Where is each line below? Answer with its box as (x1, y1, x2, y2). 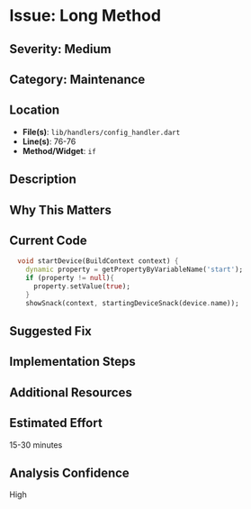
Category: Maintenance (9, 71, 146, 86)
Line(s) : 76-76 (22, 136, 76, 147)
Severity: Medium (9, 41, 112, 57)
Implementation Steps (9, 354, 137, 369)
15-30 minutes (9, 439, 63, 450)
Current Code (9, 232, 87, 248)
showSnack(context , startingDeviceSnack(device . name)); (25, 298, 240, 307)
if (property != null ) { (25, 274, 115, 283)
